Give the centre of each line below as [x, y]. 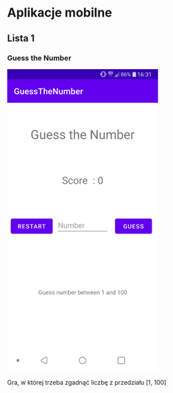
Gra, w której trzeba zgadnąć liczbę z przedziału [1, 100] [87, 382]
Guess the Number [39, 58]
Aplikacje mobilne [60, 13]
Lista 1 [21, 38]
